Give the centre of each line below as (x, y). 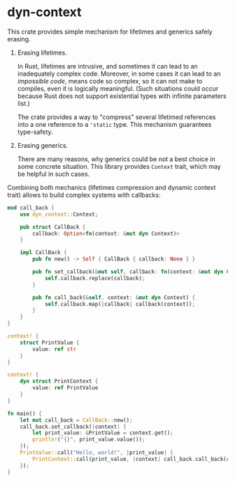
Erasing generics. (43, 145)
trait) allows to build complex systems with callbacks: (84, 195)
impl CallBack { (44, 253)
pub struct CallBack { (53, 227)
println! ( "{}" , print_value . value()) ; (89, 440)
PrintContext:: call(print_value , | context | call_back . (114, 459)
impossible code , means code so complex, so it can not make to (110, 81)
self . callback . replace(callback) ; (95, 278)
